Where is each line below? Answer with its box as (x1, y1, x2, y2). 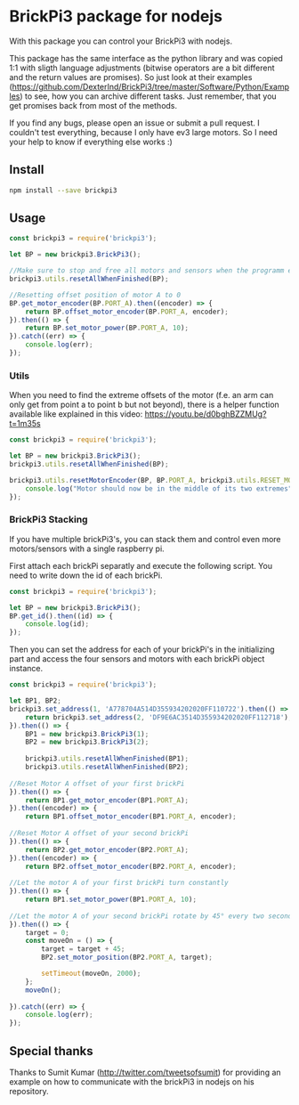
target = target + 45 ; (41, 945, 125, 954)
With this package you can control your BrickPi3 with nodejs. (9, 36, 233, 46)
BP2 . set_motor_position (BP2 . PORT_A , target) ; (41, 953, 214, 963)
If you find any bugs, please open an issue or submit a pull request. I (9, 118, 260, 128)
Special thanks (9, 1044, 93, 1059)
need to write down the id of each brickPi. (9, 570, 163, 581)
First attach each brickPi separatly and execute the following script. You (9, 560, 273, 571)
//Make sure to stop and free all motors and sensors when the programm (9, 266, 285, 275)
